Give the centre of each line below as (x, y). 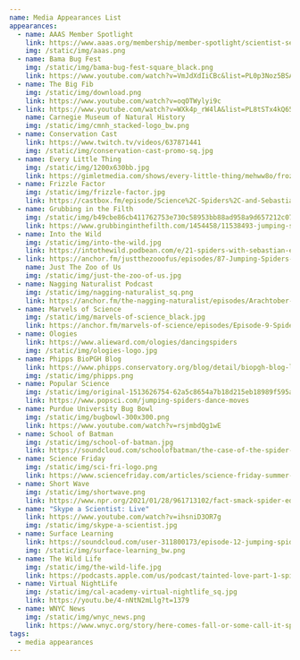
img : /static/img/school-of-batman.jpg (100, 442)
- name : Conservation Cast (67, 134)
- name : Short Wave (54, 484)
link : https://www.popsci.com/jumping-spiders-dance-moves (137, 401)
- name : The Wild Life (59, 559)
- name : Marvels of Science (70, 309)
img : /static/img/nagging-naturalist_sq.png (109, 292)
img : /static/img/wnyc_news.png (85, 617)
